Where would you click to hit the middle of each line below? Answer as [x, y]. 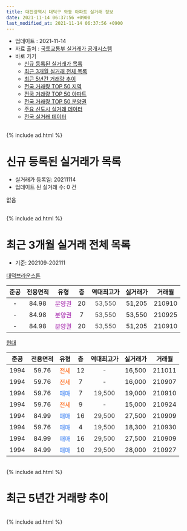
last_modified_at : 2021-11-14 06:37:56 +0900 [64, 23]
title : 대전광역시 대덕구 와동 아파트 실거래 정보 [60, 12]
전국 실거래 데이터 [45, 117]
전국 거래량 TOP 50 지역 [53, 87]
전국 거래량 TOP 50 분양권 [55, 102]
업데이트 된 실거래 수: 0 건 [46, 187]
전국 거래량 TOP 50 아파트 [55, 94]
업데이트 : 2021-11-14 [41, 41]
